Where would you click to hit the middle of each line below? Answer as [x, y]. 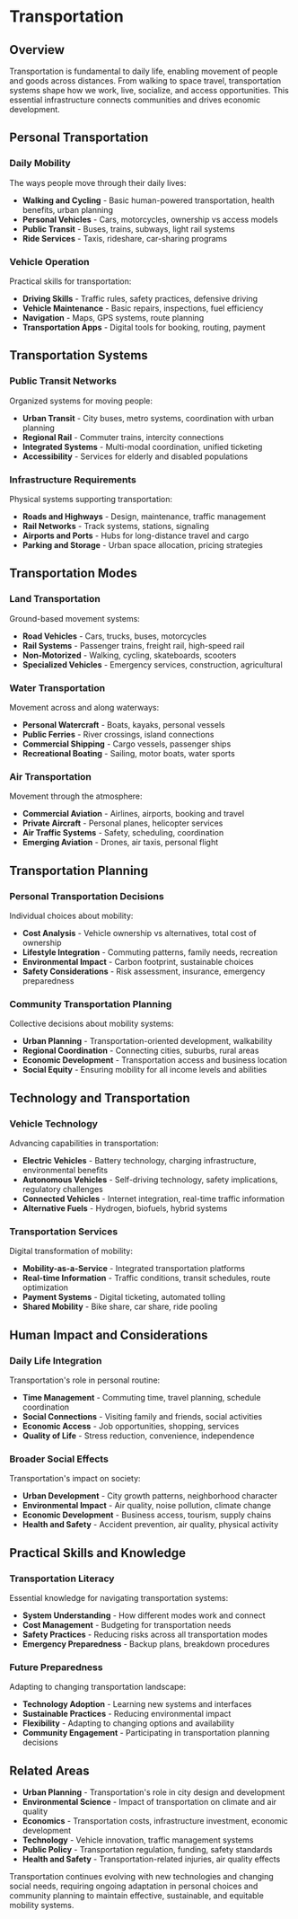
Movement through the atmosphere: [76, 796]
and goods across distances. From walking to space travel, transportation [145, 81]
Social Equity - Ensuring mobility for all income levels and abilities [145, 1070]
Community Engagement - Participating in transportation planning [146, 1733]
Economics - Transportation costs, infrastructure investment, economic [155, 1821]
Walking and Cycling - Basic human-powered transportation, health [149, 200]
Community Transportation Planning [91, 1004]
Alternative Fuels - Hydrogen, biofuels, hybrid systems [125, 1208]
